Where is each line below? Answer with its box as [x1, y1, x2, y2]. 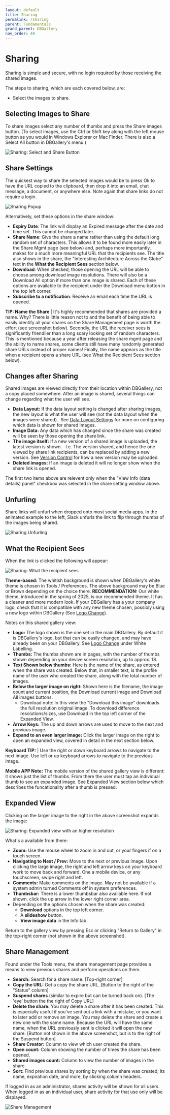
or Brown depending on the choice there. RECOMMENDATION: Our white [5, 588, 159, 594]
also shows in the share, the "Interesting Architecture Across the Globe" [12, 255, 163, 262]
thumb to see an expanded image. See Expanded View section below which [5, 779, 164, 785]
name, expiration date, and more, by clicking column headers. [12, 1073, 142, 1079]
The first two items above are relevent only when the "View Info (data [5, 475, 151, 481]
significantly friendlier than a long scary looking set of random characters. [5, 330, 160, 336]
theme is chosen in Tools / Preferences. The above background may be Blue [5, 583, 165, 589]
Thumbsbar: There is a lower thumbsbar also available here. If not [12, 890, 152, 896]
